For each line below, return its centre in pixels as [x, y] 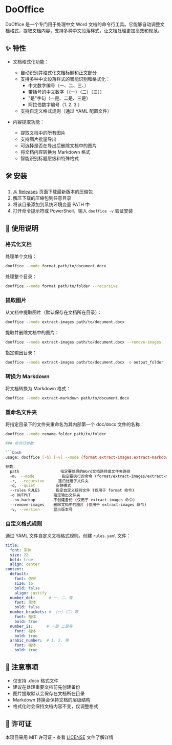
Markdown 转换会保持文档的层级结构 [51, 699]
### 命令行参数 [20, 443]
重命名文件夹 [21, 412]
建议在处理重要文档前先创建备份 [46, 687]
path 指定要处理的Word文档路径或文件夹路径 [70, 471]
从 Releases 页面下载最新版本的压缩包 [53, 191]
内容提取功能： [28, 122]
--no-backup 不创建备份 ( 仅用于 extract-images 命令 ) [73, 500]
